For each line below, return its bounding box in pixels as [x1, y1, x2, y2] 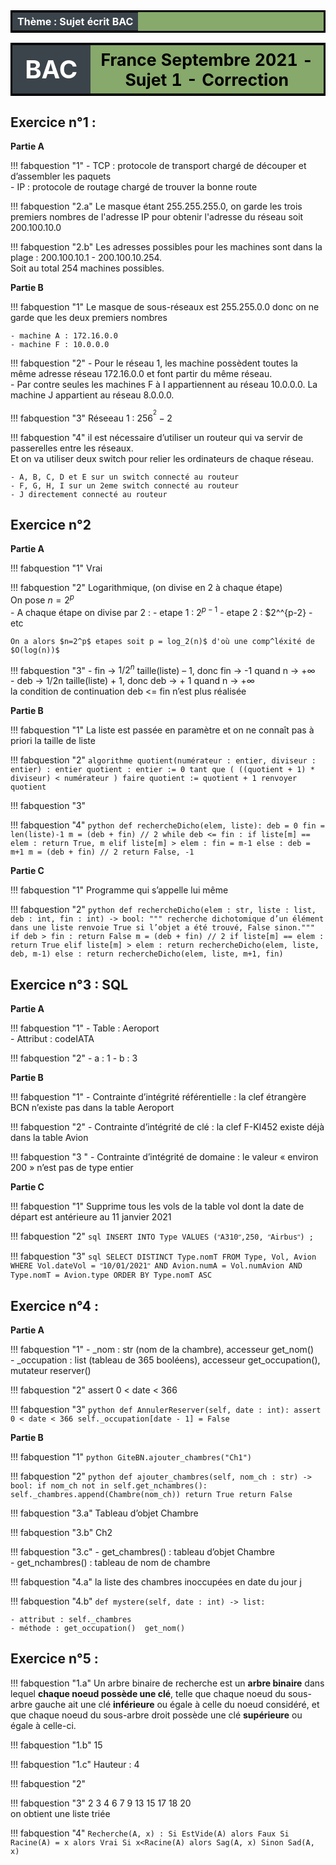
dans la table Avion [10, 1132, 89, 1144]
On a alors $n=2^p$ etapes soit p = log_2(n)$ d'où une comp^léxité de [10, 636, 315, 646]
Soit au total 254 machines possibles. [10, 262, 165, 274]
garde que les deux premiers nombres [10, 312, 168, 324]
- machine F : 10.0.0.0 [10, 340, 110, 350]
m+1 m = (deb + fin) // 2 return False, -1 [10, 847, 195, 858]
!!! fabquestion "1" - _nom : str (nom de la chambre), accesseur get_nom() [10, 1344, 315, 1356]
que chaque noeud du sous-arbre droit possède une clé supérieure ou [10, 1709, 303, 1721]
